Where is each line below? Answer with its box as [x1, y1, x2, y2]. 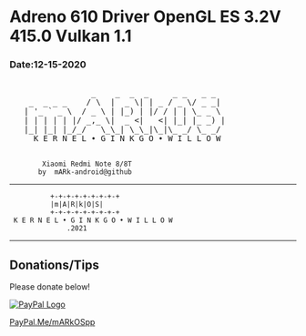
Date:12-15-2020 [9, 58, 87, 71]
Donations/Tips [9, 257, 100, 272]
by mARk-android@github [37, 168, 132, 177]
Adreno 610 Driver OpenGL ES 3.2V [9, 6, 281, 27]
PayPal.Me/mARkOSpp [9, 317, 96, 328]
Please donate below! [9, 281, 91, 292]
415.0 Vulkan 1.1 [9, 25, 132, 46]
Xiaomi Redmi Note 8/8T [42, 159, 132, 169]
